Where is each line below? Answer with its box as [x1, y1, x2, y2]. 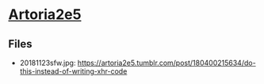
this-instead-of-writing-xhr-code [19, 67, 128, 76]
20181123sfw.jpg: [19, 58, 76, 67]
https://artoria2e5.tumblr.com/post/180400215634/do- [77, 58, 256, 67]
